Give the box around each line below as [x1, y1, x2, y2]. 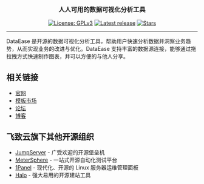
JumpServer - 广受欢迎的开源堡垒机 [15, 148, 105, 156]
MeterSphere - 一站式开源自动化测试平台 [15, 156, 118, 163]
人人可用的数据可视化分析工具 [58, 5, 146, 13]
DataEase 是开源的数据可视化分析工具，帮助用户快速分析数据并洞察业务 [6, 38, 186, 45]
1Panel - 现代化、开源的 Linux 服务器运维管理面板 [15, 163, 138, 171]
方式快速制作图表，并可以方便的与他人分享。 [16, 53, 129, 60]
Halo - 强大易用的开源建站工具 [15, 171, 91, 179]
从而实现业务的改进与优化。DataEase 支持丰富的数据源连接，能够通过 [16, 45, 191, 53]
